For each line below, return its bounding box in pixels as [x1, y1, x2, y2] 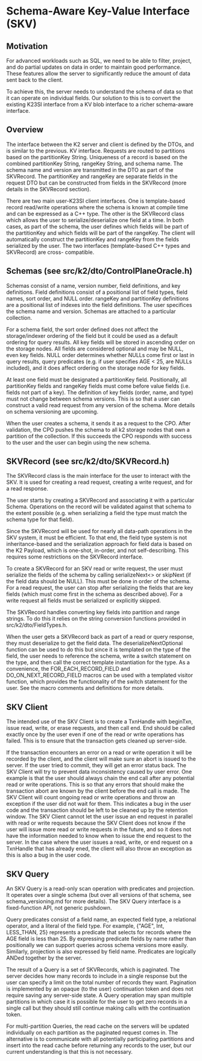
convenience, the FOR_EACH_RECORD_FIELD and [6, 665, 131, 673]
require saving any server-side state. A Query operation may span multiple [6, 992, 192, 999]
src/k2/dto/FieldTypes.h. [6, 621, 68, 629]
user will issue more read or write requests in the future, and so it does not [6, 826, 192, 833]
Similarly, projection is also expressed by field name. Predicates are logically [6, 948, 196, 955]
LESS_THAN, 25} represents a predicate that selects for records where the [6, 929, 191, 936]
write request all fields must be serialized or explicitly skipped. [6, 597, 161, 604]
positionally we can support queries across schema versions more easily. [6, 942, 189, 949]
